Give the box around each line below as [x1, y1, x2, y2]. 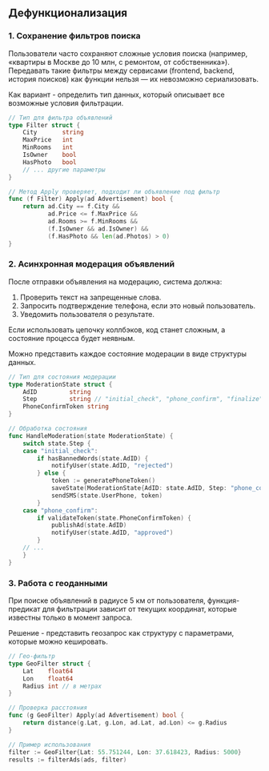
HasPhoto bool [22, 158, 78, 167]
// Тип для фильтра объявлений [8, 114, 113, 122]
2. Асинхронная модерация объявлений [8, 259, 175, 270]
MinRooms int [22, 143, 74, 151]
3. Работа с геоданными [8, 577, 108, 588]
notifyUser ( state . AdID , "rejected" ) [50, 462, 174, 470]
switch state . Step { [22, 440, 91, 448]
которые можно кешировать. [8, 636, 108, 647]
